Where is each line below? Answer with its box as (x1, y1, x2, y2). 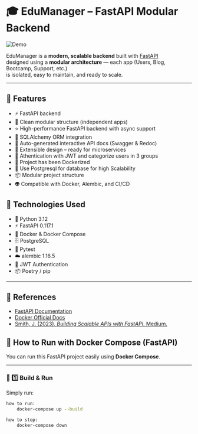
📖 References (6, 292, 57, 302)
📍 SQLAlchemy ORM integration (14, 133, 93, 141)
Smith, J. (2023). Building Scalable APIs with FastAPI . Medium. (14, 320, 168, 328)
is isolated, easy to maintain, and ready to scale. (6, 71, 123, 78)
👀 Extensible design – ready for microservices (14, 146, 127, 153)
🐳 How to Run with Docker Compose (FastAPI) (6, 337, 178, 347)
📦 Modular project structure (14, 171, 84, 178)
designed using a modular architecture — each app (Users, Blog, (6, 58, 166, 66)
